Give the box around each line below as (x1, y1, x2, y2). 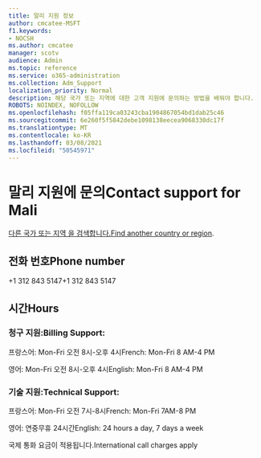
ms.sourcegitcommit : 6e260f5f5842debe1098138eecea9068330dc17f (8, 117, 225, 125)
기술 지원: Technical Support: (8, 386, 120, 398)
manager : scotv (8, 49, 59, 57)
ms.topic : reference (8, 64, 78, 72)
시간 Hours (8, 301, 59, 315)
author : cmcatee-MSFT (8, 19, 81, 27)
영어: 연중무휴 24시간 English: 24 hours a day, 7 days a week (8, 423, 204, 433)
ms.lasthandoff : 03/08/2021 (8, 138, 103, 147)
